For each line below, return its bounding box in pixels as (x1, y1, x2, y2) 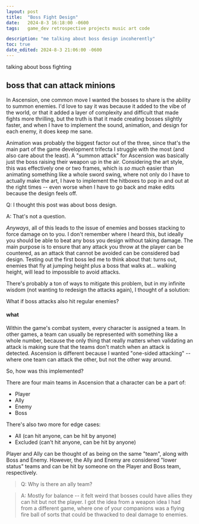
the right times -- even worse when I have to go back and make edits (6, 183, 175, 190)
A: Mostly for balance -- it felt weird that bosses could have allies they (20, 492, 193, 499)
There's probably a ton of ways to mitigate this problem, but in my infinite (6, 280, 185, 287)
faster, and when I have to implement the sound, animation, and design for (6, 121, 188, 128)
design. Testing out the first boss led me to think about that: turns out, (6, 256, 177, 263)
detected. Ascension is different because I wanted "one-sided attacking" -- (6, 350, 191, 357)
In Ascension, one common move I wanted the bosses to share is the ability (6, 96, 191, 103)
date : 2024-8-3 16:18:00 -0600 (6, 20, 89, 26)
